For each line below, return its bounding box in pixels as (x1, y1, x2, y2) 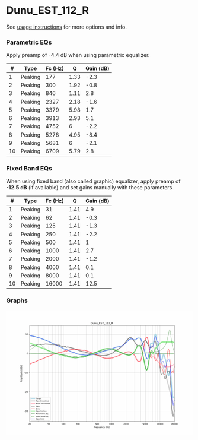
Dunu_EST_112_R (6, 4, 89, 17)
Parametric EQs (6, 38, 52, 46)
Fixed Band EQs (6, 164, 52, 172)
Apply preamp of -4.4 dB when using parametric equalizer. (6, 52, 150, 59)
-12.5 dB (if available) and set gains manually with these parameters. (6, 184, 174, 191)
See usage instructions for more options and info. (6, 23, 127, 30)
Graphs (6, 296, 28, 305)
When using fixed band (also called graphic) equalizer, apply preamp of (6, 178, 181, 185)
